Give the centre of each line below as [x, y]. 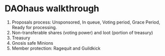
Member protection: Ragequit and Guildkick [56, 48]
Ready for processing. [34, 27]
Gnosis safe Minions [32, 43]
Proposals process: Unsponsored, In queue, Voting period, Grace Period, [86, 22]
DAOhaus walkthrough [52, 9]
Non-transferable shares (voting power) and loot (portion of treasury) [82, 32]
